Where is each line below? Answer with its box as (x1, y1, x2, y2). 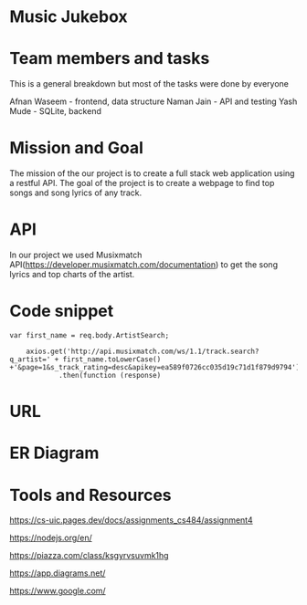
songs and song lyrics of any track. (9, 187, 143, 198)
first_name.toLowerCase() (62, 354, 162, 364)
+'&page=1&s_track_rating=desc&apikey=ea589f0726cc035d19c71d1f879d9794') (9, 362, 301, 371)
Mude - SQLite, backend (9, 106, 102, 117)
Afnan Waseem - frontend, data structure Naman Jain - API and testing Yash (9, 96, 298, 107)
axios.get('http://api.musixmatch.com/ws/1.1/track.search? (26, 347, 259, 356)
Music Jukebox (9, 6, 128, 27)
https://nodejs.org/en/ (9, 532, 93, 544)
